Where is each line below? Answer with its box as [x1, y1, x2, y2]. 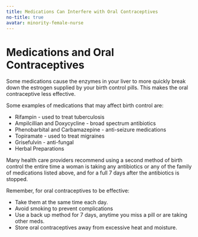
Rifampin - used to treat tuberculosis [14, 114, 105, 121]
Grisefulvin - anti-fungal [14, 139, 74, 146]
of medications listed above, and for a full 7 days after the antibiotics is [6, 169, 180, 176]
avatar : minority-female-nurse [6, 20, 84, 26]
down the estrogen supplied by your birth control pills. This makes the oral [6, 84, 188, 91]
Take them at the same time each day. [14, 199, 108, 206]
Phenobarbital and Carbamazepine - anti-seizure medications [14, 126, 166, 133]
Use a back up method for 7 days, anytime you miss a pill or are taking [14, 211, 187, 219]
